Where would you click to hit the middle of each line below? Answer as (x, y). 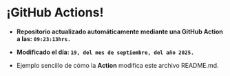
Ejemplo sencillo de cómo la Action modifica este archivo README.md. (117, 65)
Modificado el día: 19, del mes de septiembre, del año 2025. (105, 52)
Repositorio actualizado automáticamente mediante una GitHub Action (119, 31)
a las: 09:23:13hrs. (43, 38)
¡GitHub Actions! (55, 13)
